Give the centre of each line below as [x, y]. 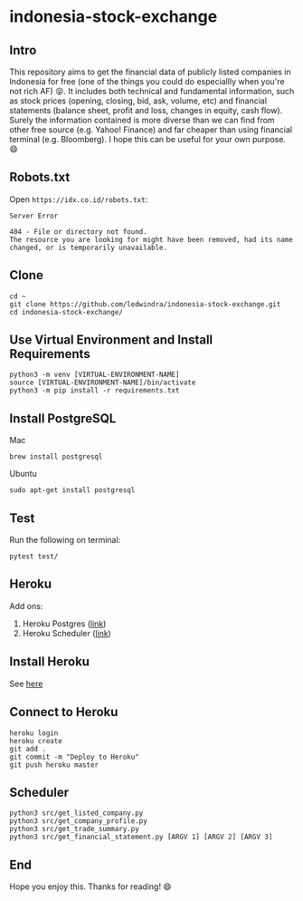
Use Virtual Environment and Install [111, 340]
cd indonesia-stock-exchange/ [66, 312]
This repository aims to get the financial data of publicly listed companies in [150, 72]
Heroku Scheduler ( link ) [66, 633]
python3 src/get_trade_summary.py [75, 829]
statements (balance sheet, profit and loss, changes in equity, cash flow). [146, 110]
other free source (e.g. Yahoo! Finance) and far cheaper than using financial [151, 130]
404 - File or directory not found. [78, 232]
